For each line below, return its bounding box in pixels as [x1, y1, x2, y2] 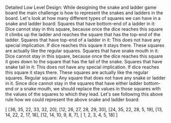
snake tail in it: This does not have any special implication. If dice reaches [5, 64, 159, 70]
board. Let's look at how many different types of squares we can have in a [5, 15, 161, 21]
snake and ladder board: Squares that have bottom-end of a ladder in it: [5, 20, 156, 27]
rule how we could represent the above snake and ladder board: [5, 96, 140, 103]
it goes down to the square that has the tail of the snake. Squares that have [5, 59, 163, 64]
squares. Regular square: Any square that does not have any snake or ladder [5, 75, 166, 81]
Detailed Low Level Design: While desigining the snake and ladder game [5, 5, 157, 10]
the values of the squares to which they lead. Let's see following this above [5, 91, 163, 97]
